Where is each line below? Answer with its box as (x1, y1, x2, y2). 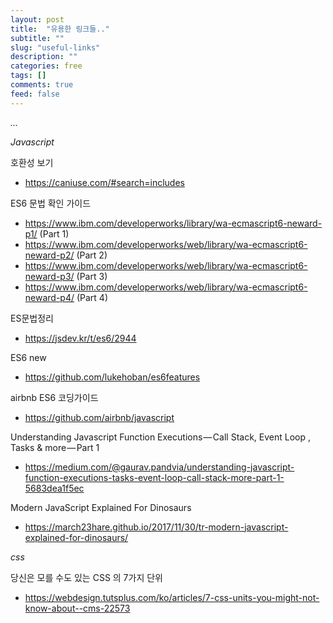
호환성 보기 (10, 156, 54, 168)
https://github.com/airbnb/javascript (24, 411, 175, 423)
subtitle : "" (10, 33, 65, 43)
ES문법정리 (10, 312, 54, 324)
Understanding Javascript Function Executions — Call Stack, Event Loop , (10, 431, 312, 443)
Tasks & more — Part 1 (10, 441, 100, 453)
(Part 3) (76, 270, 108, 282)
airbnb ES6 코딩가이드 (10, 391, 99, 403)
